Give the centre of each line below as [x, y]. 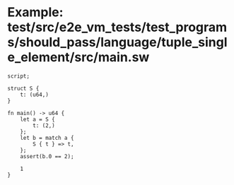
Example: [35, 12]
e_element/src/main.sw [78, 58]
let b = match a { [47, 138]
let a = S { [37, 119]
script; [19, 76]
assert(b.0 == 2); [47, 156]
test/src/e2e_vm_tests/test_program [117, 27]
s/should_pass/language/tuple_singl [117, 42]
